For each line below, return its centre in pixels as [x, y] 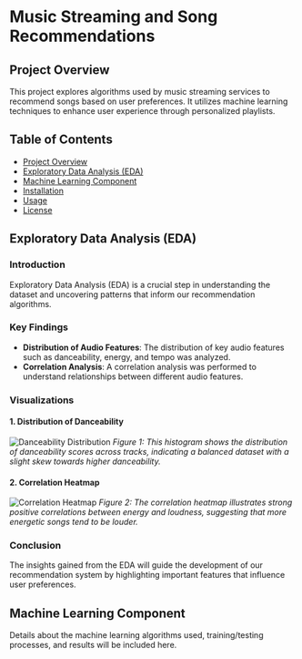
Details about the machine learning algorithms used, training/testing [136, 635]
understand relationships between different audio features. [133, 376]
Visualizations [42, 400]
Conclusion [35, 546]
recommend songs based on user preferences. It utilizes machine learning [149, 101]
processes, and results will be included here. [93, 645]
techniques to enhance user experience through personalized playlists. [142, 111]
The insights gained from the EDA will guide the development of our [136, 565]
